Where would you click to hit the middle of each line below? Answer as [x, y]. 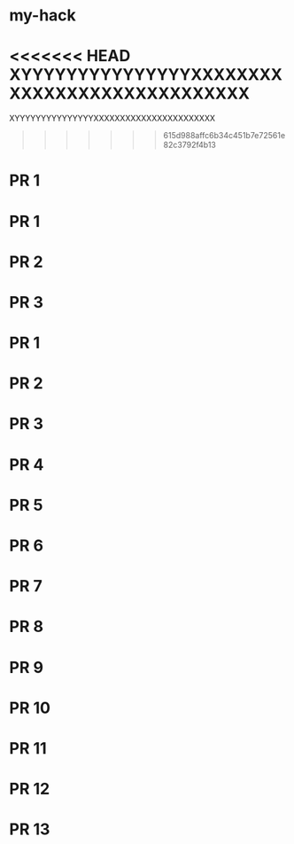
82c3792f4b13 [190, 145]
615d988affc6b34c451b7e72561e [224, 136]
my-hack [43, 16]
